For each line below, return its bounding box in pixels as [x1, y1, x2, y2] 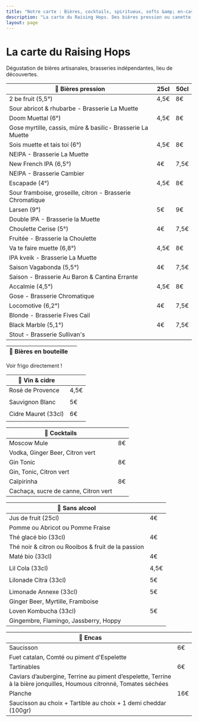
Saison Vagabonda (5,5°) [9, 264, 80, 272]
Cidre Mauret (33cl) [9, 410, 64, 418]
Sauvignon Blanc [9, 398, 56, 406]
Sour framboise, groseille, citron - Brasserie [9, 188, 131, 197]
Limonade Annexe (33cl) [9, 588, 78, 596]
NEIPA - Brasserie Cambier [9, 170, 85, 178]
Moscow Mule [9, 439, 48, 447]
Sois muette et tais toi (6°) [9, 141, 81, 149]
